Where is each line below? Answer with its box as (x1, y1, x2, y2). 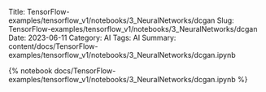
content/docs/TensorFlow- (8, 42, 98, 51)
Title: (8, 7, 26, 16)
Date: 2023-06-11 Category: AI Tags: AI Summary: (8, 33, 177, 42)
